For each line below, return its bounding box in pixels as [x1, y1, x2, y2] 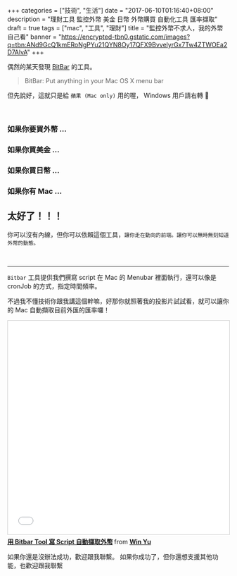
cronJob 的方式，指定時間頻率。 [7, 281, 101, 290]
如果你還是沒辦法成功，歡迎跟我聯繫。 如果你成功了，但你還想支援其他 [7, 552, 212, 560]
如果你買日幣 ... [7, 165, 60, 175]
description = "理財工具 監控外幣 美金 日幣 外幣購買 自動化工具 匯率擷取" [7, 15, 218, 23]
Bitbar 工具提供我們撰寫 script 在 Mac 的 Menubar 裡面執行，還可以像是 [7, 273, 217, 281]
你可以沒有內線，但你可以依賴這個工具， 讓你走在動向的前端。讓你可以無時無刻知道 [7, 230, 229, 238]
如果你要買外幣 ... [7, 124, 67, 134]
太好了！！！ [7, 210, 63, 222]
